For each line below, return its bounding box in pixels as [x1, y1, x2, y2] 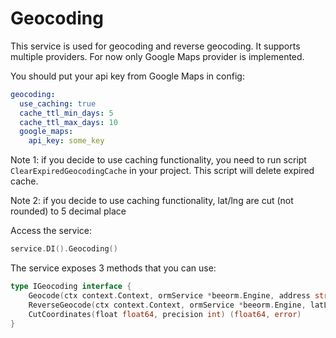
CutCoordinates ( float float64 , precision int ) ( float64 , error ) [28, 309, 302, 319]
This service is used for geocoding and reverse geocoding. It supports [10, 40, 301, 52]
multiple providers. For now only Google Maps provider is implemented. [10, 50, 305, 62]
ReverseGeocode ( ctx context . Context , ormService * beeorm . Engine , [28, 300, 307, 310]
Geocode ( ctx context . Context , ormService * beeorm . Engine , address [28, 290, 311, 301]
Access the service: [10, 225, 92, 237]
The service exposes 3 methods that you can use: [10, 262, 217, 274]
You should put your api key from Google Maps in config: [10, 70, 245, 82]
